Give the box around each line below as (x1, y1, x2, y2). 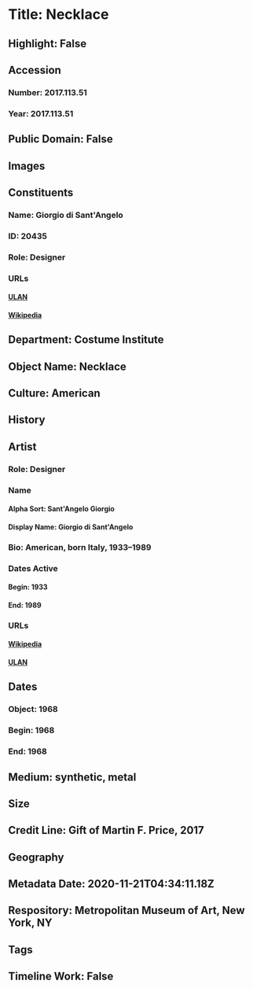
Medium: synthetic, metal (8, 770, 137, 783)
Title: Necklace (8, 6, 109, 24)
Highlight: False (8, 37, 87, 50)
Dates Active (8, 562, 59, 573)
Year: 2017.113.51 (8, 108, 74, 119)
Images (8, 159, 46, 172)
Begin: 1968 (8, 725, 55, 736)
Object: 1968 (8, 704, 59, 715)
